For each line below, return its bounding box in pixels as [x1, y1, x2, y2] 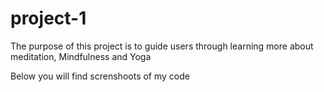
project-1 [10, 7, 87, 30]
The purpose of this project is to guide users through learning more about [10, 40, 314, 52]
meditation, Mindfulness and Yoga [10, 50, 152, 62]
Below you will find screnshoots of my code [10, 70, 190, 82]
